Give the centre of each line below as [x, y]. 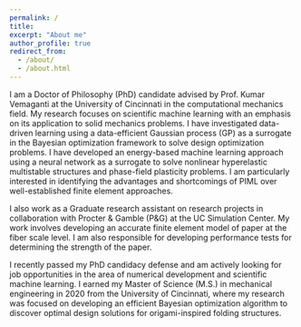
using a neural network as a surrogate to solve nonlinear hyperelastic [138, 162]
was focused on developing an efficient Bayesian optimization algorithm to [149, 303]
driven [21, 133]
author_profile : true [50, 43]
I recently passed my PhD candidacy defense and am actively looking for [146, 264]
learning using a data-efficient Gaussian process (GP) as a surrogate [163, 133]
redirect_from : [38, 52]
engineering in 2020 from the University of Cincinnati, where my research [147, 293]
